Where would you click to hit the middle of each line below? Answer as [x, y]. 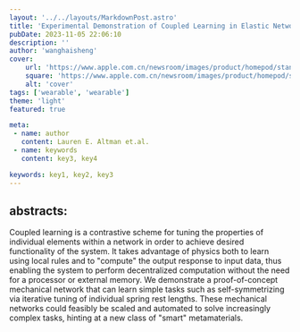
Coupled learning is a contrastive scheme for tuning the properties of [137, 233]
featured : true [37, 109]
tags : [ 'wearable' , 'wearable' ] [69, 92]
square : [39, 76]
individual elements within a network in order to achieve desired [127, 242]
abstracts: [39, 211]
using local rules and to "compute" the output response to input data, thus [146, 261]
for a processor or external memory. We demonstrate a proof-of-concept [144, 280]
